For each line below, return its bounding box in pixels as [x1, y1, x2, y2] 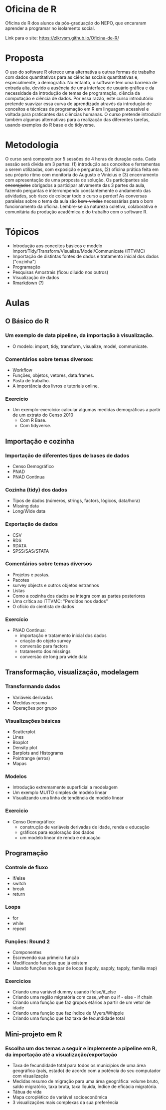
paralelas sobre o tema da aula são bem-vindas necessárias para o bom [5, 198, 154, 204]
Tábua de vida [12, 1089, 42, 1095]
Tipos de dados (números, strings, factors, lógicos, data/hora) [12, 497, 141, 504]
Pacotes [12, 577, 29, 583]
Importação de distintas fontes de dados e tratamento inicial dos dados [12, 253, 159, 259]
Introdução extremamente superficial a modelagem [12, 784, 118, 791]
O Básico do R [5, 317, 49, 325]
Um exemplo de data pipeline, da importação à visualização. [5, 332, 154, 339]
